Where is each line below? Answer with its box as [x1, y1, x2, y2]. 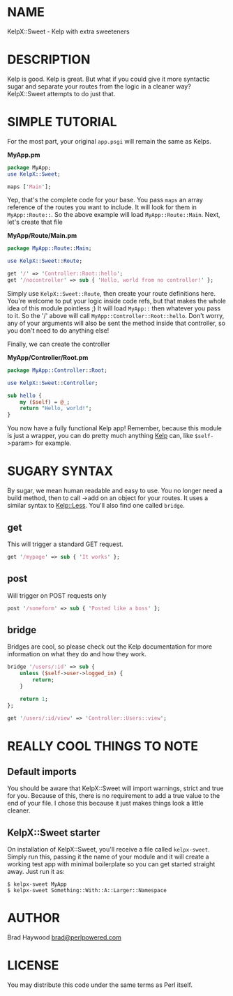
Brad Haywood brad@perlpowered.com [7, 933, 122, 942]
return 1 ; [20, 695, 49, 702]
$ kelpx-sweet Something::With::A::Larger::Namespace [7, 887, 167, 894]
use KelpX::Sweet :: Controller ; [7, 379, 98, 386]
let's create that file [7, 218, 63, 227]
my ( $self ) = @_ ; [20, 398, 70, 405]
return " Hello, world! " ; [20, 405, 92, 412]
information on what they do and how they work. [7, 650, 147, 658]
